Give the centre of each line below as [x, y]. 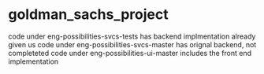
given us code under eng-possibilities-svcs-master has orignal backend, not [132, 44]
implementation [33, 61]
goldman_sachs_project [89, 15]
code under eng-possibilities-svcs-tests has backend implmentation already [132, 36]
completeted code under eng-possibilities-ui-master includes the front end [130, 53]
